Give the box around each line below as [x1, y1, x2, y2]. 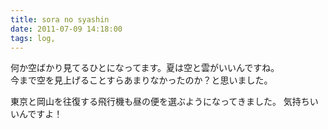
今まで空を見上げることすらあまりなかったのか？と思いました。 [10, 74, 273, 86]
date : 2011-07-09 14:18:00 [10, 24, 123, 34]
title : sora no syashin [10, 14, 110, 25]
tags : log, [10, 33, 56, 43]
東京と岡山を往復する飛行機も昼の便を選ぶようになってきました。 [10, 96, 282, 108]
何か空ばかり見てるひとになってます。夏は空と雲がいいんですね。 [10, 62, 280, 74]
